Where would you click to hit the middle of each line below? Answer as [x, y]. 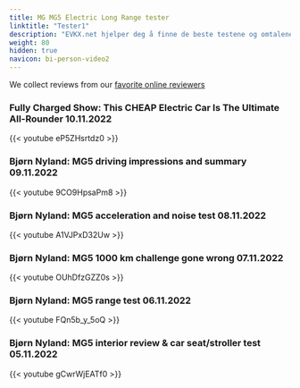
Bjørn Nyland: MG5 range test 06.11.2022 [100, 300]
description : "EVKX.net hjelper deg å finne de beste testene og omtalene [151, 34]
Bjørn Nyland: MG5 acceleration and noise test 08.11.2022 [137, 215]
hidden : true [33, 51]
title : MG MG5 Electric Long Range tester [89, 17]
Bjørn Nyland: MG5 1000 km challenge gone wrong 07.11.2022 [146, 257]
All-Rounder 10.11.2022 [61, 119]
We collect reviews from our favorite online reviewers [107, 84]
